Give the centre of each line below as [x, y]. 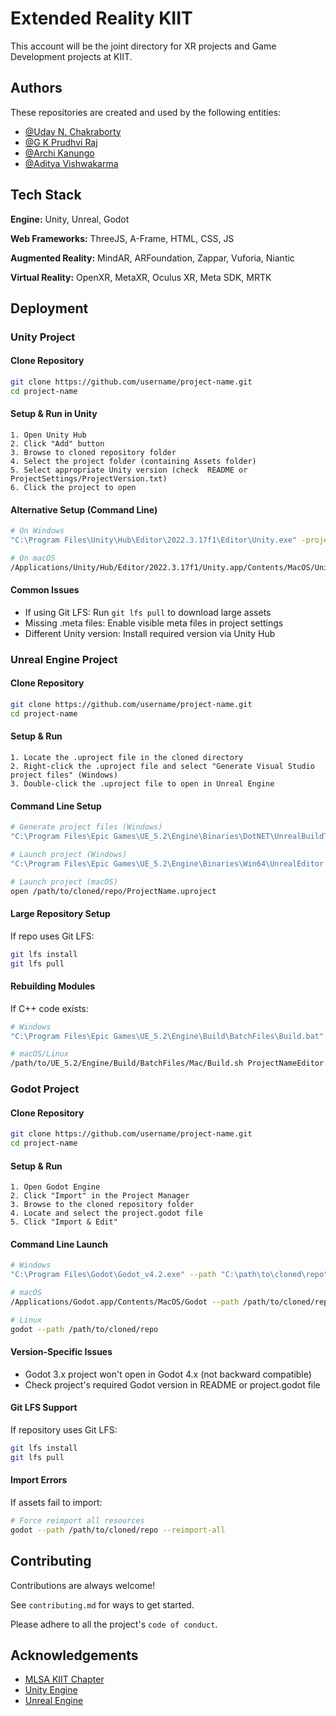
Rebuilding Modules [53, 986]
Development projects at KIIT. [71, 56]
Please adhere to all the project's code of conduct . [114, 1624]
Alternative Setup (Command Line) [84, 509]
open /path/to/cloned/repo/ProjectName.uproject [113, 891]
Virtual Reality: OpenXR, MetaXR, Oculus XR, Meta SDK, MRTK [141, 277]
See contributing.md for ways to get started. [102, 1604]
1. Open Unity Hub [48, 435]
